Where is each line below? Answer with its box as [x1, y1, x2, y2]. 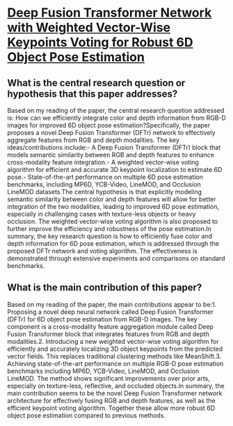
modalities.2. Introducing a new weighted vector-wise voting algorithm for [7, 337, 219, 345]
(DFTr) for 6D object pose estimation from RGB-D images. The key [7, 315, 198, 323]
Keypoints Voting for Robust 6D [7, 35, 193, 50]
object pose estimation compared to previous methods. [7, 411, 166, 419]
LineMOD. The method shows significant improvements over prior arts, [7, 374, 211, 382]
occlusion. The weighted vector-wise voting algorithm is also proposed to [7, 217, 218, 226]
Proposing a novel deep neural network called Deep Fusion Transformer [7, 308, 214, 316]
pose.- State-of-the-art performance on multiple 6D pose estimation [7, 173, 204, 181]
